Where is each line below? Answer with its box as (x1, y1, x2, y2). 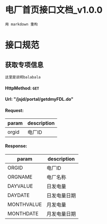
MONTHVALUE (7, 201, 42, 208)
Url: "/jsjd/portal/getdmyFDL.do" (5, 96, 74, 102)
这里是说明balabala (5, 74, 41, 80)
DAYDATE (7, 192, 30, 199)
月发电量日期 (46, 210, 76, 217)
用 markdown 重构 (5, 22, 38, 27)
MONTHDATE (7, 210, 39, 217)
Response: (5, 143, 28, 149)
